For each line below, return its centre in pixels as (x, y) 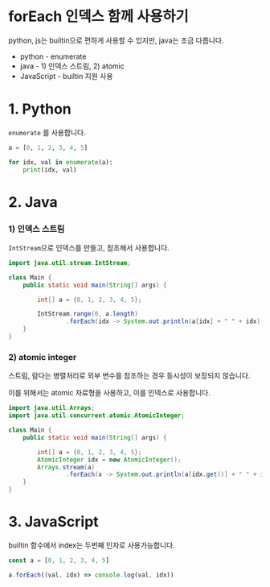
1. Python (40, 109)
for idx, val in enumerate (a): (61, 162)
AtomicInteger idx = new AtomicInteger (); (109, 460)
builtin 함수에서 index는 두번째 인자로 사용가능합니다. (92, 545)
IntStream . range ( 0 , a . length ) (88, 314)
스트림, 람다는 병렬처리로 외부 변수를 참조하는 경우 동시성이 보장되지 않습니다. (129, 376)
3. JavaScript (53, 522)
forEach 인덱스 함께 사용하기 (98, 17)
